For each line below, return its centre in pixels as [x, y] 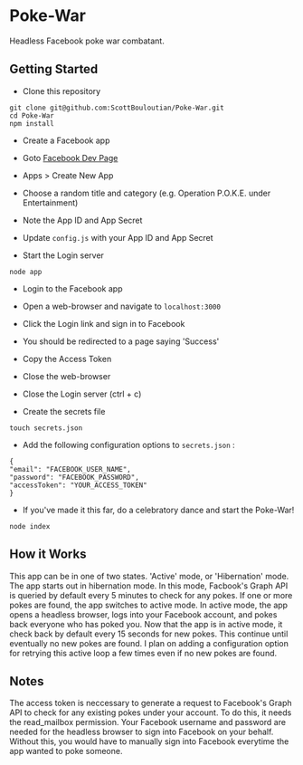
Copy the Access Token [67, 359]
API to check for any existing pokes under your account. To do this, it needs [151, 712]
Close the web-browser [66, 376]
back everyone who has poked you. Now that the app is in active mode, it [146, 624]
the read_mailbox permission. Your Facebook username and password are [148, 722]
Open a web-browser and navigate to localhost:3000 [122, 306]
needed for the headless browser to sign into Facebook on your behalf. [142, 732]
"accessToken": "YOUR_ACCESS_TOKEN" [78, 485]
